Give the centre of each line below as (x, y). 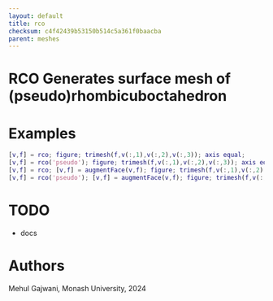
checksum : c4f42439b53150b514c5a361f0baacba (85, 31)
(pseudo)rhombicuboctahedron (118, 96)
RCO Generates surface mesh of (120, 79)
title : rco (27, 24)
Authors (37, 266)
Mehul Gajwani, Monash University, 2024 (77, 288)
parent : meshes (34, 39)
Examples (42, 133)
